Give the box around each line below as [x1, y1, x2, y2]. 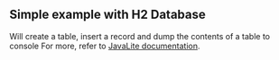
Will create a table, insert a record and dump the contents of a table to [9, 30, 271, 41]
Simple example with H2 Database [9, 7, 206, 22]
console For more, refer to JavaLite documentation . [9, 40, 200, 51]
